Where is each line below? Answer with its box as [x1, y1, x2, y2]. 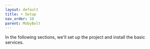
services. [5, 40, 24, 46]
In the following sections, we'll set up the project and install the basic [5, 34, 146, 40]
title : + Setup [5, 12, 37, 17]
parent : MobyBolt [5, 21, 41, 26]
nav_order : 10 [5, 16, 35, 21]
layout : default [5, 7, 38, 12]
